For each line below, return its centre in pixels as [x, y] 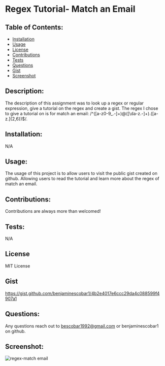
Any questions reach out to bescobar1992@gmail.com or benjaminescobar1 [82, 326]
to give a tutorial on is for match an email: [47, 113]
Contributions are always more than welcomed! [53, 211]
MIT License [18, 266]
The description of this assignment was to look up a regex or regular [74, 103]
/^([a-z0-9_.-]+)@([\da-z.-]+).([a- [124, 113]
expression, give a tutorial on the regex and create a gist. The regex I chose [82, 108]
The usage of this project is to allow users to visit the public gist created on [81, 173]
